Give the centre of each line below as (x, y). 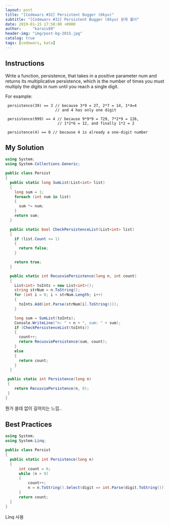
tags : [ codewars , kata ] (30, 43)
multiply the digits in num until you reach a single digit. (62, 86)
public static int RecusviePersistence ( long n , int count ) (73, 276)
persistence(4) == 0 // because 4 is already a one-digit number (78, 132)
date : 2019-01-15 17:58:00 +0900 (40, 24)
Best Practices (29, 424)
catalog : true (20, 39)
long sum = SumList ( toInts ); (45, 318)
